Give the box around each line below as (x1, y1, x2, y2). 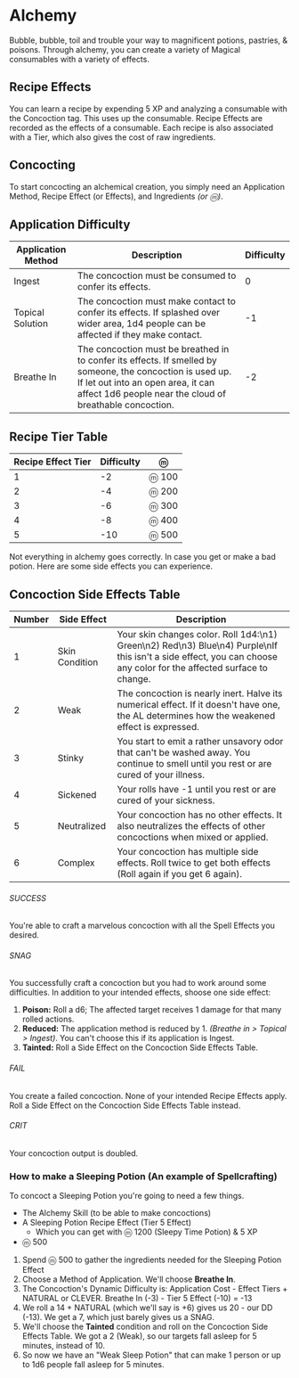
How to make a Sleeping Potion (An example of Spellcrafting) (9, 1169, 278, 1182)
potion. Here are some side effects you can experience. (9, 561, 214, 571)
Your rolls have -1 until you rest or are (117, 783, 277, 795)
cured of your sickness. (117, 794, 215, 807)
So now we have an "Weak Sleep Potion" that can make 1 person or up (21, 1349, 281, 1360)
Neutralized (57, 820, 107, 832)
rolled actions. (21, 1013, 75, 1025)
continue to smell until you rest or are (117, 758, 272, 769)
